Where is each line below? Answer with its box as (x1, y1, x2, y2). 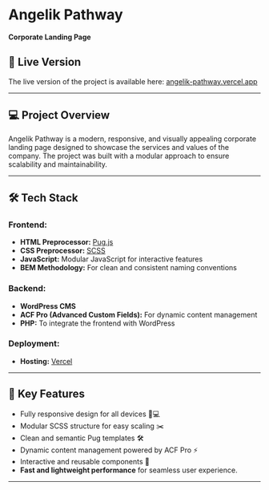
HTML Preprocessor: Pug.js (19, 237, 114, 247)
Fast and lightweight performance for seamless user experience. (19, 465, 238, 475)
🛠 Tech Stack (8, 191, 78, 205)
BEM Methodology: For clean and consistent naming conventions (19, 263, 238, 273)
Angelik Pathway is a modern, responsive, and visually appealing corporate (8, 134, 257, 144)
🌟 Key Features (8, 387, 86, 401)
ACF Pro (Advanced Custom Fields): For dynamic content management (19, 310, 258, 319)
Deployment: (8, 338, 60, 350)
